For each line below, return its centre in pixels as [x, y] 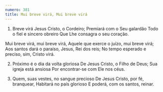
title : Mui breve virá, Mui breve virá [46, 14]
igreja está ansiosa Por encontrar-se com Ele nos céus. [69, 69]
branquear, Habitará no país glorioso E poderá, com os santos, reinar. [83, 84]
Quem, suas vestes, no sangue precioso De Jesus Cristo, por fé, [78, 79]
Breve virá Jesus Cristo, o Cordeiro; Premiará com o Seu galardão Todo [85, 28]
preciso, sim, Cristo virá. [30, 54]
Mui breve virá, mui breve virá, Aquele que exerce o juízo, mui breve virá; [80, 43]
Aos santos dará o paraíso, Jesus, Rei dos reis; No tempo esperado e [76, 49]
